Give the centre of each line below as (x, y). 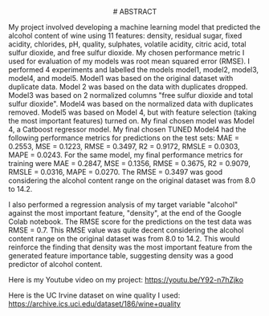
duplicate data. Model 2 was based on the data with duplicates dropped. (128, 87)
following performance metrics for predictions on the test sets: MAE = (124, 138)
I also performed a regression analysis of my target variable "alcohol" (123, 205)
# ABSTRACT (135, 12)
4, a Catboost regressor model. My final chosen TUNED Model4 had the (127, 129)
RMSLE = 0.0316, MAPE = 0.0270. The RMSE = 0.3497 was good (116, 172)
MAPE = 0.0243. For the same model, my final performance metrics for (126, 155)
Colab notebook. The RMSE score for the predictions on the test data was (130, 221)
